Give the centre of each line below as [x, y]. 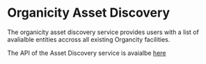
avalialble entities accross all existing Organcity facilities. [89, 39]
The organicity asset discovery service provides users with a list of [103, 32]
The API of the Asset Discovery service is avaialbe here [87, 53]
